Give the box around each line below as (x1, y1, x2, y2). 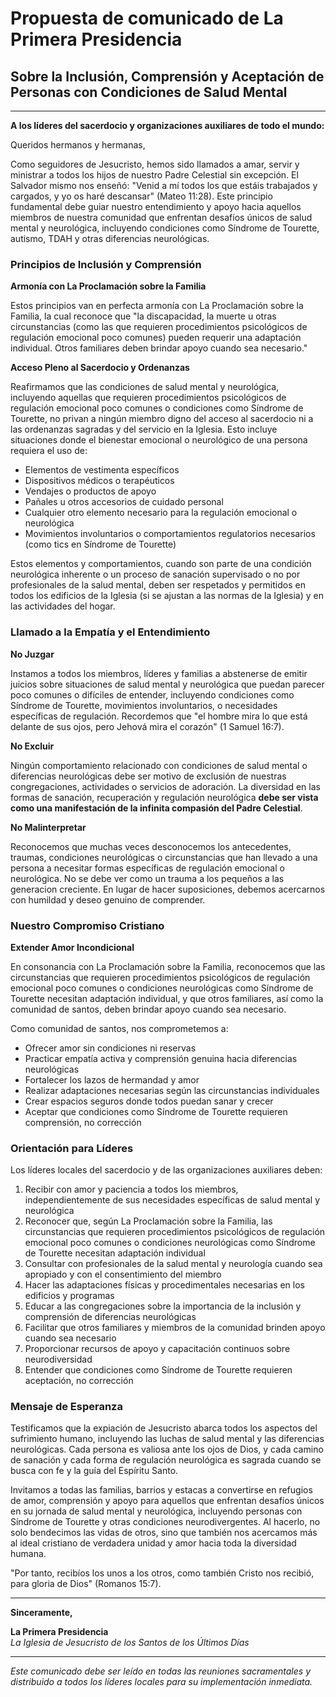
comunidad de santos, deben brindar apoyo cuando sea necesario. (10, 1003, 287, 1015)
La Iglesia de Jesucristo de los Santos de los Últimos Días (10, 1637, 250, 1649)
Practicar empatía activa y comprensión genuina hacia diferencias (24, 1052, 298, 1064)
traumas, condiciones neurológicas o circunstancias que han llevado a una (10, 851, 318, 863)
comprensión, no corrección (24, 1116, 142, 1128)
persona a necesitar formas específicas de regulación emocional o (10, 862, 285, 874)
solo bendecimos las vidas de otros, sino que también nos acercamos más (10, 1527, 318, 1539)
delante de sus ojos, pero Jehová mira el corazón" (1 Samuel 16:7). (10, 720, 285, 732)
